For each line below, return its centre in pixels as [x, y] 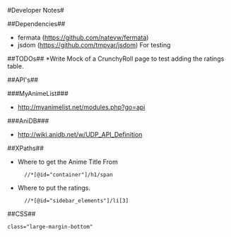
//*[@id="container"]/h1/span [69, 175]
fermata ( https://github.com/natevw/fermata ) [83, 37]
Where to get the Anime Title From [67, 162]
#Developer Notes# [36, 10]
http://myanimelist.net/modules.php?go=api [81, 107]
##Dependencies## [36, 24]
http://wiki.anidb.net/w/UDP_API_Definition [80, 134]
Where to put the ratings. [54, 188]
